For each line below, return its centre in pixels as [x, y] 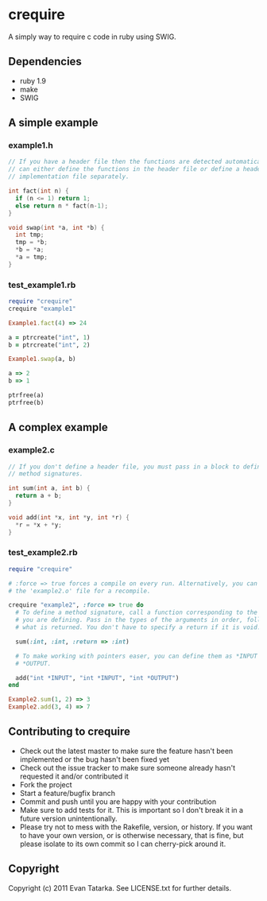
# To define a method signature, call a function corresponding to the [137, 613]
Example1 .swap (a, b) [43, 359]
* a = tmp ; [31, 257]
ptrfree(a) [26, 395]
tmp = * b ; [31, 243]
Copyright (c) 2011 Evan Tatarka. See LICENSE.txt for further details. [120, 887]
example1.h [31, 146]
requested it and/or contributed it [74, 776]
